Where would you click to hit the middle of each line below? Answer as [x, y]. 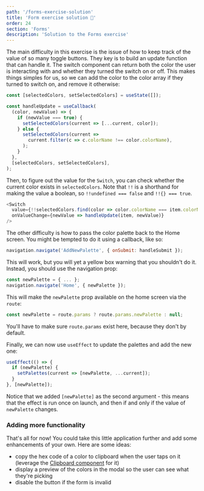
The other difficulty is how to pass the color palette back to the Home [93, 233]
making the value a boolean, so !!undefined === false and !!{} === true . [99, 193]
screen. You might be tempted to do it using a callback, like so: [85, 239]
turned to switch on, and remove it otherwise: [63, 84]
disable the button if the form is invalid [63, 482]
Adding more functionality [46, 425]
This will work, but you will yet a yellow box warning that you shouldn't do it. [101, 262]
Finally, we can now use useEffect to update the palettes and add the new [99, 344]
